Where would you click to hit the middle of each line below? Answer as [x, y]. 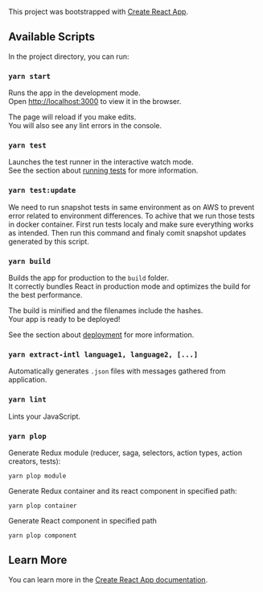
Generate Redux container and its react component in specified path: [123, 490]
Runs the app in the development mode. [74, 93]
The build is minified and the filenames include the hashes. [106, 311]
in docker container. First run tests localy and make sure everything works [131, 224]
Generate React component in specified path [82, 520]
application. [28, 380]
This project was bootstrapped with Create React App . [99, 12]
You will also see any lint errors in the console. [85, 126]
